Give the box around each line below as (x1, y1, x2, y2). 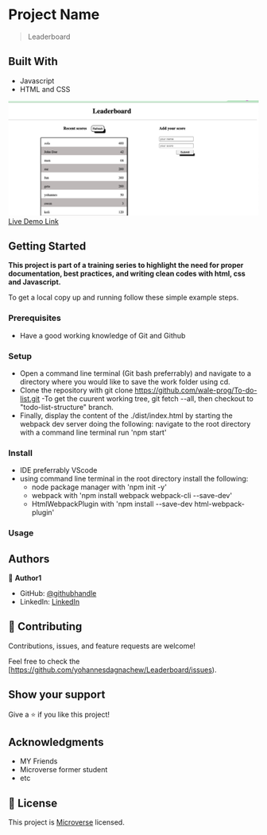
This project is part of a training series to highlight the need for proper (8, 261, 244, 270)
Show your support (8, 688, 106, 702)
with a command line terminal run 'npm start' (19, 427, 167, 437)
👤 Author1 (8, 574, 42, 582)
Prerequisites (8, 312, 61, 323)
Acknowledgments (8, 736, 105, 749)
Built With (8, 55, 58, 68)
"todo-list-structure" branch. (19, 402, 114, 412)
